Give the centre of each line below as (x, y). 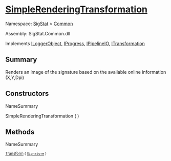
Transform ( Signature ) (26, 154)
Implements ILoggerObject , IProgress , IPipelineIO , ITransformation (75, 43)
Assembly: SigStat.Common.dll (38, 33)
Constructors (27, 94)
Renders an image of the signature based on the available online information (86, 72)
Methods (20, 132)
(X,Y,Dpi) (15, 77)
